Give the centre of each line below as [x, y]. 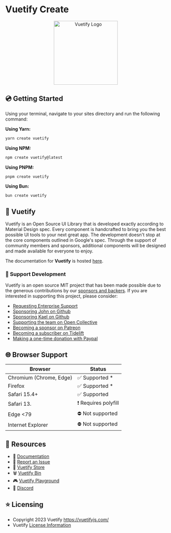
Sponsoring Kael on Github [41, 317]
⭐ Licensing [25, 505]
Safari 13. [20, 404]
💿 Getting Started [34, 99]
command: [17, 119]
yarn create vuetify [27, 138]
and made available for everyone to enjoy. [49, 251]
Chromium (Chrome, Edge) [40, 378]
